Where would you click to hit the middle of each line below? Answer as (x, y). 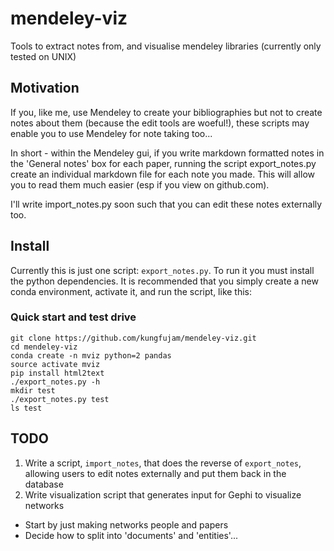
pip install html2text (57, 373)
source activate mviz (55, 364)
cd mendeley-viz (44, 347)
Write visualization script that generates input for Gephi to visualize (163, 494)
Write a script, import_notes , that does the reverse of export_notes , (163, 463)
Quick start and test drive (73, 317)
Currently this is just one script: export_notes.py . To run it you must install (162, 270)
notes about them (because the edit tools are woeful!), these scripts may (160, 123)
